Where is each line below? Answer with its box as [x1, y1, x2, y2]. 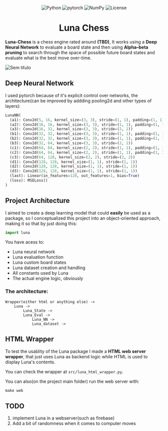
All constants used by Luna [12, 270, 68, 276]
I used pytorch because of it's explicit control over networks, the [5, 92, 138, 98]
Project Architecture [5, 196, 70, 205]
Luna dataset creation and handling [12, 265, 86, 271]
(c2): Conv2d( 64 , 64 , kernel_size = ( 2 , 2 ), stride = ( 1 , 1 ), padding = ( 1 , [9, 150, 160, 155]
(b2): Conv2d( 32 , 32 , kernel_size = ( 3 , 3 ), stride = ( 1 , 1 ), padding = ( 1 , [9, 136, 160, 141]
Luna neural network [12, 249, 55, 255]
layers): [5, 103, 21, 109]
